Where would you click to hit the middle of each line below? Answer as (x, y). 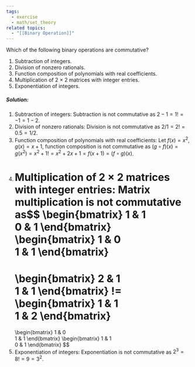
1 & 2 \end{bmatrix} (63, 316)
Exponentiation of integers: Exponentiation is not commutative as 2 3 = (99, 351)
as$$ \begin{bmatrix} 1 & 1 (80, 215)
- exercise (25, 17)
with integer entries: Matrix (82, 189)
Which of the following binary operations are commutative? (78, 50)
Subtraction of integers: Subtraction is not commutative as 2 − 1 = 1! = (99, 114)
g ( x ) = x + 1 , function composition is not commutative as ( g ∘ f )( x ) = (96, 146)
